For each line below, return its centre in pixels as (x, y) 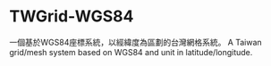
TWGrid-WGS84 (72, 16)
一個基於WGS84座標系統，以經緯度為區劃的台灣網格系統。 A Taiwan (135, 42)
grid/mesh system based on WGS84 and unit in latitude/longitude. (131, 52)
